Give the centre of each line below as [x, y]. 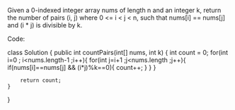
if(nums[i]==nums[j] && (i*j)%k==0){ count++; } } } [82, 67]
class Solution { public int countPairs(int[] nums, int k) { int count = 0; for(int [118, 53]
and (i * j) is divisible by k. [45, 25]
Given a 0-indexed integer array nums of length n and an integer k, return [114, 10]
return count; [41, 80]
